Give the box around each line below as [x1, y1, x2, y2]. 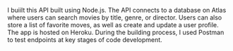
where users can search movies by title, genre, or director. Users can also [7, 13, 222, 22]
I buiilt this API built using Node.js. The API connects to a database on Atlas [7, 6, 227, 14]
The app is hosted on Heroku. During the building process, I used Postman [7, 28, 225, 36]
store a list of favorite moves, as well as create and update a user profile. [7, 21, 219, 29]
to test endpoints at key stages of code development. [7, 36, 162, 44]
